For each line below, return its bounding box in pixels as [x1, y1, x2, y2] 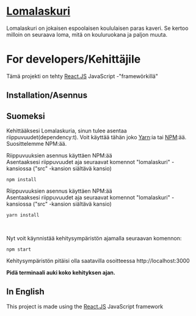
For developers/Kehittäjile [6, 52, 141, 66]
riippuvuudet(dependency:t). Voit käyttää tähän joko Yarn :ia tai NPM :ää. [6, 134, 187, 141]
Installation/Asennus [6, 90, 87, 101]
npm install [6, 177, 37, 183]
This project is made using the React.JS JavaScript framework [6, 303, 164, 310]
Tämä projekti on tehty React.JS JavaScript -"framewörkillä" [6, 72, 159, 80]
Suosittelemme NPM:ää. [6, 140, 67, 148]
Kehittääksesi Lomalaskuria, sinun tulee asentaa [6, 127, 127, 135]
